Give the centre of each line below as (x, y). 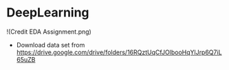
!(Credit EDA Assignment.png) (49, 32)
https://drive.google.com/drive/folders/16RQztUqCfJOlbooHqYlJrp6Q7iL (119, 52)
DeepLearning (48, 13)
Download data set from (51, 45)
